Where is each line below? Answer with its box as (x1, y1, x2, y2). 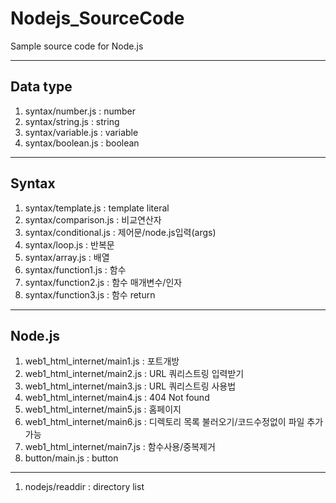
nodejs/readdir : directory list (24, 481, 145, 493)
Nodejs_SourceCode (10, 7, 185, 30)
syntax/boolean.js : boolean (24, 137, 140, 149)
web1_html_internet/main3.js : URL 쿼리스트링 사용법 (24, 380, 237, 392)
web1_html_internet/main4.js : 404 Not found (24, 392, 210, 404)
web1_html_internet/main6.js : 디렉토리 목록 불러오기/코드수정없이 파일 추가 (24, 416, 324, 428)
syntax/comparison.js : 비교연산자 (24, 213, 162, 226)
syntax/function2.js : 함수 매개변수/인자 (24, 276, 183, 288)
